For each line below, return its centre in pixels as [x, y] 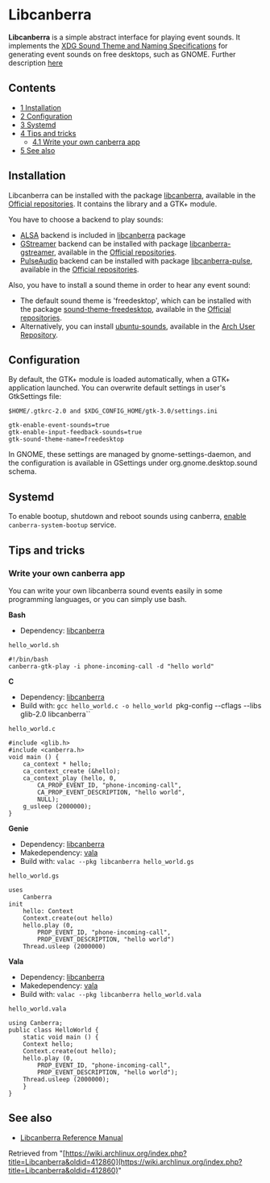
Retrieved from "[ [37, 1153]
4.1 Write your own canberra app [86, 142]
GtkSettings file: [35, 396]
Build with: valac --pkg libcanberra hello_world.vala [110, 994]
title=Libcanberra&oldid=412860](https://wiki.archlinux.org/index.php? [125, 1161]
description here [35, 63]
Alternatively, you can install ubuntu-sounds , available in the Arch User [137, 326]
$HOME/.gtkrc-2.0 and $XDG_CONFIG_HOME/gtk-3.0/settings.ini [113, 411]
